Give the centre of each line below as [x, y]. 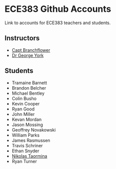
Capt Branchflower [31, 50]
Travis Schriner [27, 145]
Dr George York [28, 55]
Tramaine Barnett [29, 83]
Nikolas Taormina [29, 156]
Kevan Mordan [27, 119]
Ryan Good [23, 109]
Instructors [22, 38]
